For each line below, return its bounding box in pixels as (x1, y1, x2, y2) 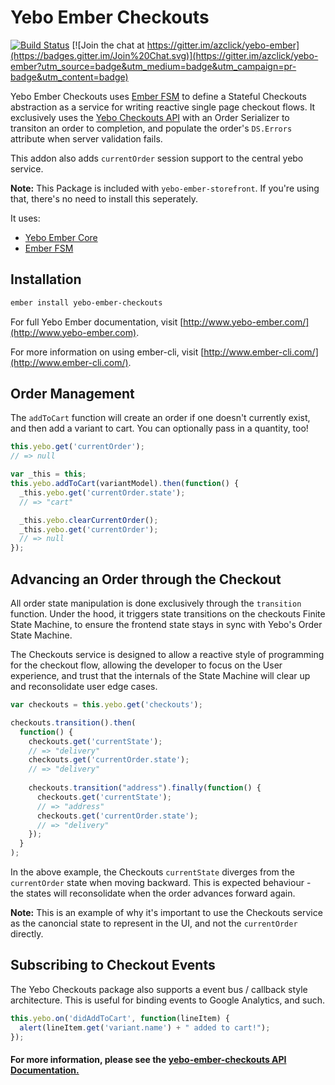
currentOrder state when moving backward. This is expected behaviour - (10, 877, 312, 888)
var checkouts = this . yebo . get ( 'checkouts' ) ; (10, 700, 203, 710)
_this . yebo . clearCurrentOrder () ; (19, 515, 159, 525)
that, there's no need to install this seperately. (10, 192, 198, 205)
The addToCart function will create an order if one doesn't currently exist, (10, 412, 311, 424)
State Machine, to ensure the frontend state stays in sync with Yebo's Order (10, 619, 323, 630)
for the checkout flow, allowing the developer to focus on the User (10, 659, 283, 671)
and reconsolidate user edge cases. (10, 681, 158, 692)
